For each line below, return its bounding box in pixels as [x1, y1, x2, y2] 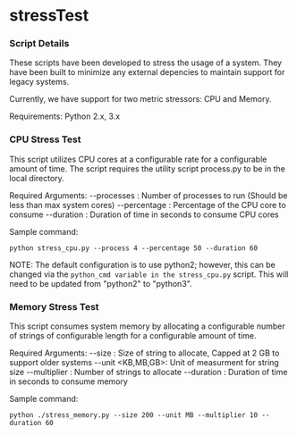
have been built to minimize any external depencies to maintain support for [9, 67, 285, 78]
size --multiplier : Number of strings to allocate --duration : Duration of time [9, 367, 288, 378]
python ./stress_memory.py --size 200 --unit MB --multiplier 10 [9, 411, 258, 420]
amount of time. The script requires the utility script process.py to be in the [9, 163, 286, 174]
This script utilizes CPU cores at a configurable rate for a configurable [9, 154, 267, 164]
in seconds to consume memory [9, 376, 128, 387]
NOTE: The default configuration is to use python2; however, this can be [9, 259, 276, 270]
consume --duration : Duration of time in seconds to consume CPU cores [9, 209, 279, 220]
